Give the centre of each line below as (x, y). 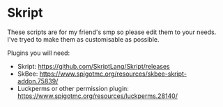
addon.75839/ (38, 81)
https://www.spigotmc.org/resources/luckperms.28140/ (97, 96)
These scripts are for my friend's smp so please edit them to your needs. (112, 32)
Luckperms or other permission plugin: (73, 88)
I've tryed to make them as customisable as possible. (83, 39)
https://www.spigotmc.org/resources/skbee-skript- (113, 74)
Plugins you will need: (39, 53)
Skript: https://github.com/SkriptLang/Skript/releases (93, 66)
